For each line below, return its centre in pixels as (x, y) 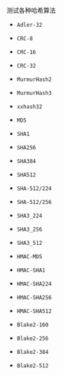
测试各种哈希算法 (31, 10)
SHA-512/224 (34, 189)
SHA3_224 (29, 216)
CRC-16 (26, 52)
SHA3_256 (29, 229)
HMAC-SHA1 (31, 270)
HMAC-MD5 (29, 257)
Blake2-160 (33, 325)
